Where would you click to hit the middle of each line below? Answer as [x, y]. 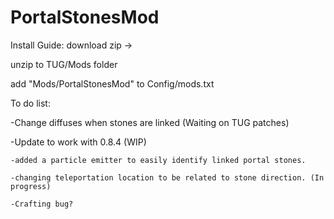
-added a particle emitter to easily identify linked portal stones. [158, 160]
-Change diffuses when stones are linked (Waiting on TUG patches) [150, 122]
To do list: [30, 103]
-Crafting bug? [42, 204]
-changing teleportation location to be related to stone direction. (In [167, 177]
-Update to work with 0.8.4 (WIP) [78, 142]
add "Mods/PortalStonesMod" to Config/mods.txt [112, 83]
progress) [31, 186]
